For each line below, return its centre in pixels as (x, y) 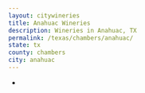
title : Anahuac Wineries (49, 23)
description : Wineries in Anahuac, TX (72, 30)
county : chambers (37, 52)
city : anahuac (32, 60)
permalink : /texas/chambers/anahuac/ (71, 38)
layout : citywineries (44, 15)
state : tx (25, 45)
